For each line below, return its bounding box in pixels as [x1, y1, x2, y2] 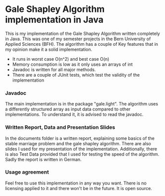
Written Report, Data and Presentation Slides [5, 124, 115, 131]
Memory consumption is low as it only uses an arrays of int [12, 61, 133, 67]
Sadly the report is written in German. [5, 156, 82, 162]
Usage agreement [5, 169, 50, 176]
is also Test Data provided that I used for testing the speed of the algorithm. [5, 151, 160, 157]
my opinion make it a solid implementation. [5, 46, 93, 52]
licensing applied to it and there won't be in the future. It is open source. [5, 185, 152, 191]
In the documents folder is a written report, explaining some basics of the [5, 135, 155, 141]
